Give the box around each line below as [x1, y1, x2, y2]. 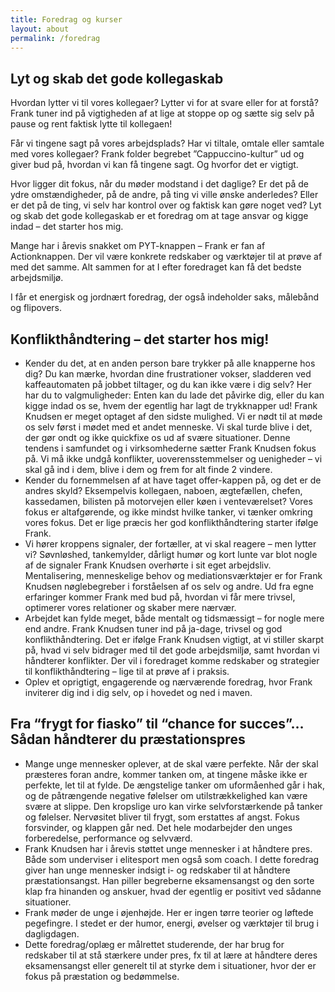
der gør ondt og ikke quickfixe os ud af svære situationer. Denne [24, 432, 291, 443]
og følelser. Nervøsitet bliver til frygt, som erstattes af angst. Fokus [24, 811, 300, 823]
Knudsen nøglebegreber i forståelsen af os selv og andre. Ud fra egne [24, 581, 315, 592]
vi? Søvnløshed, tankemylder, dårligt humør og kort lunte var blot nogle [24, 549, 318, 560]
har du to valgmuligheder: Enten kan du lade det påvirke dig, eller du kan [24, 389, 325, 401]
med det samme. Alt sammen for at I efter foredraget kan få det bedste [10, 261, 302, 273]
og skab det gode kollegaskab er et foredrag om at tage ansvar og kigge [10, 210, 309, 222]
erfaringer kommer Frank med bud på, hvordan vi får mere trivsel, [24, 591, 296, 603]
